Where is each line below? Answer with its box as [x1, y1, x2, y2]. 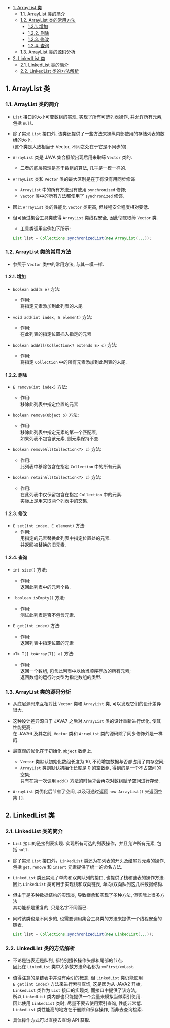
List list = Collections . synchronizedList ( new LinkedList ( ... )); [12, 932, 154, 937]
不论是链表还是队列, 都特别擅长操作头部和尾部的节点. [12, 957, 123, 963]
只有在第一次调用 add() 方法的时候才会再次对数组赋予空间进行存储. [20, 778, 160, 784]
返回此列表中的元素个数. [20, 584, 71, 590]
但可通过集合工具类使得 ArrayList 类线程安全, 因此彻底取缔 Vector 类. [12, 214, 158, 220]
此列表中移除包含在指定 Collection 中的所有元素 [20, 464, 122, 470]
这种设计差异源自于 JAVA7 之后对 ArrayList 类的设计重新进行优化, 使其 [12, 718, 161, 724]
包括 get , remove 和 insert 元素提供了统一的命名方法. [12, 864, 123, 870]
